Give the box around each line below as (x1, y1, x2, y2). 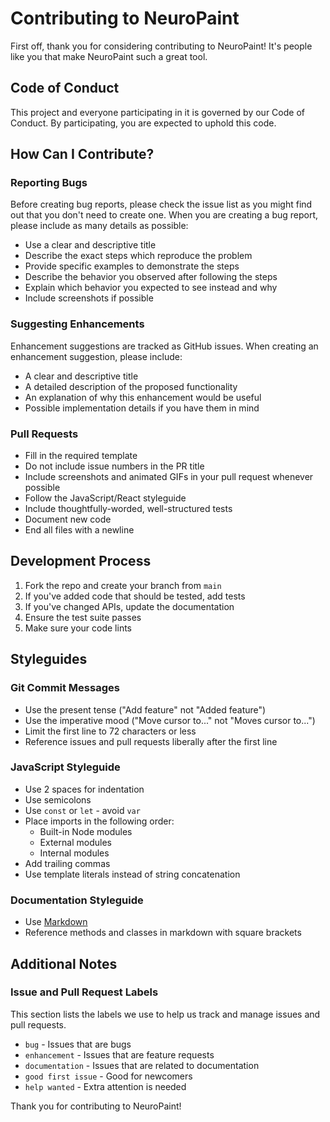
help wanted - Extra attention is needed (24, 1080, 187, 1092)
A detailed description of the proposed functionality (24, 380, 238, 392)
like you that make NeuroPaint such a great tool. (10, 50, 208, 62)
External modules (39, 836, 112, 848)
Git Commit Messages (10, 681, 120, 695)
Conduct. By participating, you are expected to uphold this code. (10, 117, 277, 129)
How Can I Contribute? (10, 146, 155, 163)
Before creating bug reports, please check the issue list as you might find (10, 198, 313, 211)
